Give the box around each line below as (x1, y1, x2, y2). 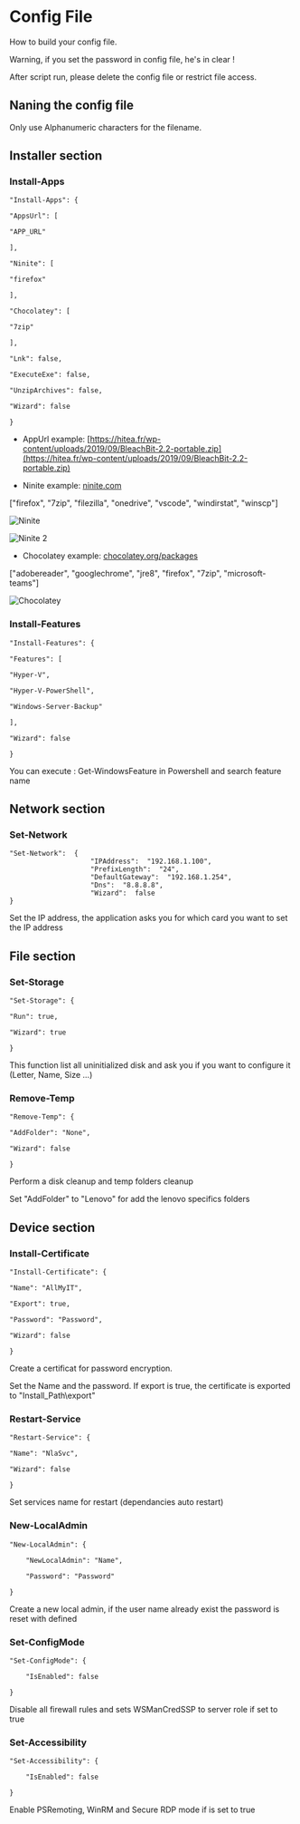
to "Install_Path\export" (9, 1390, 96, 1402)
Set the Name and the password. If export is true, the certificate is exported (9, 1381, 291, 1392)
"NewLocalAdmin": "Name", (25, 1556, 124, 1565)
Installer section (9, 148, 103, 164)
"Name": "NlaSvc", (9, 1449, 79, 1459)
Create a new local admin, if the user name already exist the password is (9, 1603, 280, 1615)
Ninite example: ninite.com (22, 480, 122, 491)
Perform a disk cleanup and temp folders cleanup (9, 1176, 194, 1187)
